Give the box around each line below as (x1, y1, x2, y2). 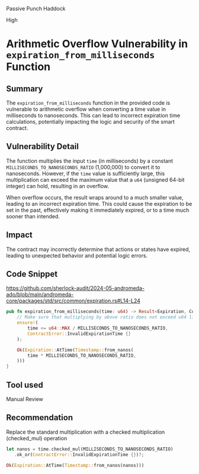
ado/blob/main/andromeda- (6, 291, 74, 298)
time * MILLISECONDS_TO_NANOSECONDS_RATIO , (27, 352, 136, 359)
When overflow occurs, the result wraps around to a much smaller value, (6, 194, 184, 201)
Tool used (6, 380, 43, 390)
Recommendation (6, 412, 73, 423)
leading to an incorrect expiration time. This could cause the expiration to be (6, 200, 192, 207)
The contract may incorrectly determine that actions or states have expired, (6, 246, 191, 253)
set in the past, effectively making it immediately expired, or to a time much (6, 207, 190, 214)
